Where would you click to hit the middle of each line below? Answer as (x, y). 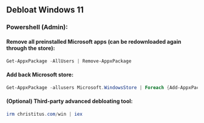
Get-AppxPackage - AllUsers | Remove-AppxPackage (69, 61)
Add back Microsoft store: (40, 75)
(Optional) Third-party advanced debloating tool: (70, 101)
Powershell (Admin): (37, 27)
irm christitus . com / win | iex (45, 114)
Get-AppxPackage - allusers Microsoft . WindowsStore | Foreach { (88, 87)
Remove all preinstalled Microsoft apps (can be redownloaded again (94, 41)
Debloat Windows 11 (45, 10)
